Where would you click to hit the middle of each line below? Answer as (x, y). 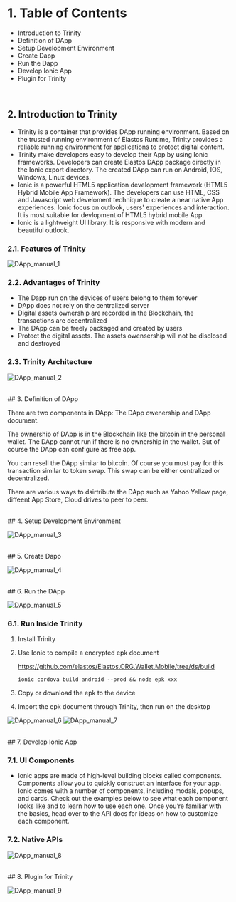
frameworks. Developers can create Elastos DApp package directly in (119, 162)
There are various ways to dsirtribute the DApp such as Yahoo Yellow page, (118, 492)
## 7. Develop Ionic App (42, 742)
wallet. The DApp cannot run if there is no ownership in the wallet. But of (114, 441)
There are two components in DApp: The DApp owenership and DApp (109, 413)
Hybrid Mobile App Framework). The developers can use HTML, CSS (119, 192)
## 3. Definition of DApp (43, 399)
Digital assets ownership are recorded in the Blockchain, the (106, 313)
